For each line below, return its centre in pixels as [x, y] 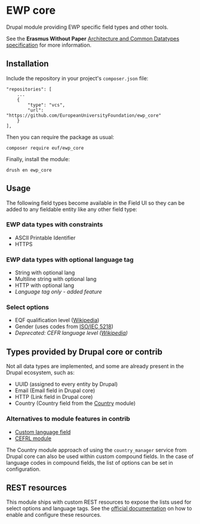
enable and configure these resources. [54, 515]
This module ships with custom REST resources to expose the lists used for [99, 502]
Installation [27, 64]
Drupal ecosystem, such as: [40, 372]
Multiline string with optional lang [56, 279]
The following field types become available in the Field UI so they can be [96, 203]
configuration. [23, 469]
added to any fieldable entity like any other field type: [72, 209]
